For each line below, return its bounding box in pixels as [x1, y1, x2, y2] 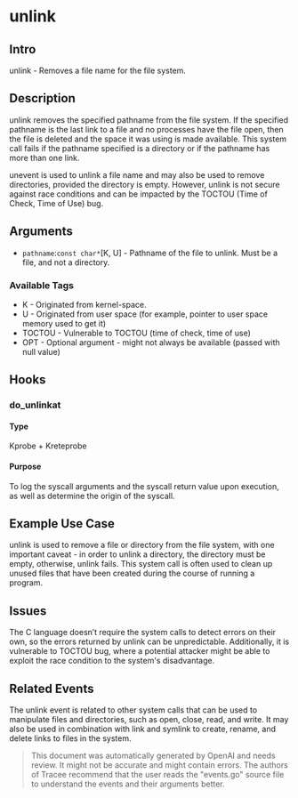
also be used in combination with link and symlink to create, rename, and [9, 723, 277, 735]
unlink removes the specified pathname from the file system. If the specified [9, 114, 289, 125]
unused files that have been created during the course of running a [9, 568, 255, 579]
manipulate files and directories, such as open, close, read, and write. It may [9, 714, 289, 725]
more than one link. [9, 152, 80, 163]
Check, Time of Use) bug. [9, 197, 104, 208]
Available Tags [9, 278, 74, 291]
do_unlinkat [9, 399, 61, 411]
